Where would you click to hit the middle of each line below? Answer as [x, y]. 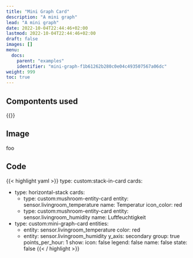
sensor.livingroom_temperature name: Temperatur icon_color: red [103, 204]
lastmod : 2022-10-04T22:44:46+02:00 [51, 34]
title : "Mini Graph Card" [38, 11]
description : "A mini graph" [42, 17]
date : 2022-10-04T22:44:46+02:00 [47, 28]
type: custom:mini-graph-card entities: [61, 223]
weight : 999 [21, 72]
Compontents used [42, 101]
